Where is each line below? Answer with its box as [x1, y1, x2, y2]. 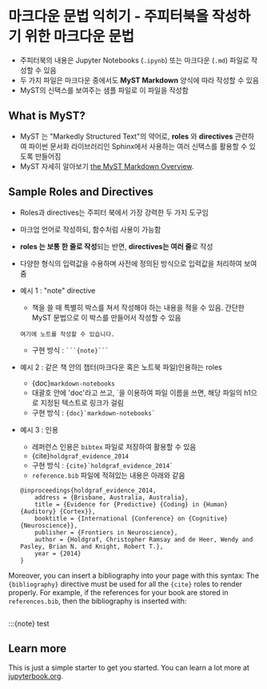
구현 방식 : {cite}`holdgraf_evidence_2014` [31, 460, 173, 469]
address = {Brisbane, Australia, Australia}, [34, 494, 189, 502]
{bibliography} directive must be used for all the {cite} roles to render [8, 578, 242, 589]
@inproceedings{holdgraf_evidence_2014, [19, 486, 157, 494]
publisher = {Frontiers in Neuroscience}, [34, 528, 178, 537]
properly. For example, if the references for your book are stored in [8, 587, 229, 597]
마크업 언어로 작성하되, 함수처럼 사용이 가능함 [19, 224, 161, 234]
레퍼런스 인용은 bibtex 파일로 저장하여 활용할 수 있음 [31, 441, 197, 451]
